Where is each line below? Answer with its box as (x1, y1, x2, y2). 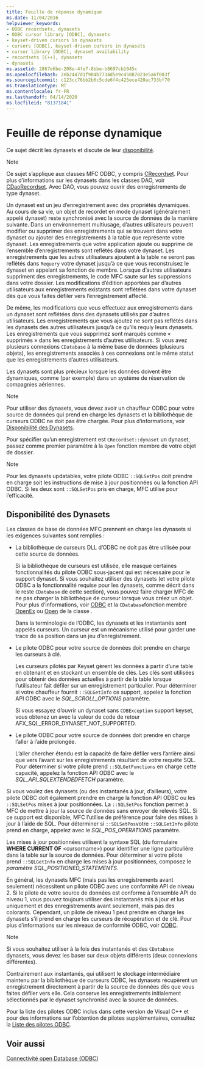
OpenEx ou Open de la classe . (15, 608, 93, 615)
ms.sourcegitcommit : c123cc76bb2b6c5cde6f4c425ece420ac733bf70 (6, 77, 171, 83)
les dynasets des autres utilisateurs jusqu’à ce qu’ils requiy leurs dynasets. (6, 323, 194, 330)
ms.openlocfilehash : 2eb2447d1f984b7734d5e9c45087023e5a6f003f (6, 71, 171, 78)
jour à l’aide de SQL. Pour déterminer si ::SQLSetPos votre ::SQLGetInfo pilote (6, 820, 199, 827)
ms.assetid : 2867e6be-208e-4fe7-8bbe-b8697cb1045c (6, 65, 138, 72)
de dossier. (6, 448, 35, 456)
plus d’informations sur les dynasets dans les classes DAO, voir (6, 176, 165, 184)
